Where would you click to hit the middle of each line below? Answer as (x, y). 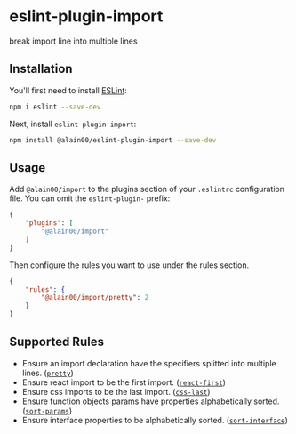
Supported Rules (57, 342)
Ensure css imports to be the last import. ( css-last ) (116, 391)
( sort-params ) (47, 410)
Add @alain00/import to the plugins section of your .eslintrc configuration (147, 189)
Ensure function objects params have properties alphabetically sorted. (151, 401)
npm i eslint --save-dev (55, 107)
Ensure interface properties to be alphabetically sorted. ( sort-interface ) (155, 420)
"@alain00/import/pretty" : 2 (95, 298)
